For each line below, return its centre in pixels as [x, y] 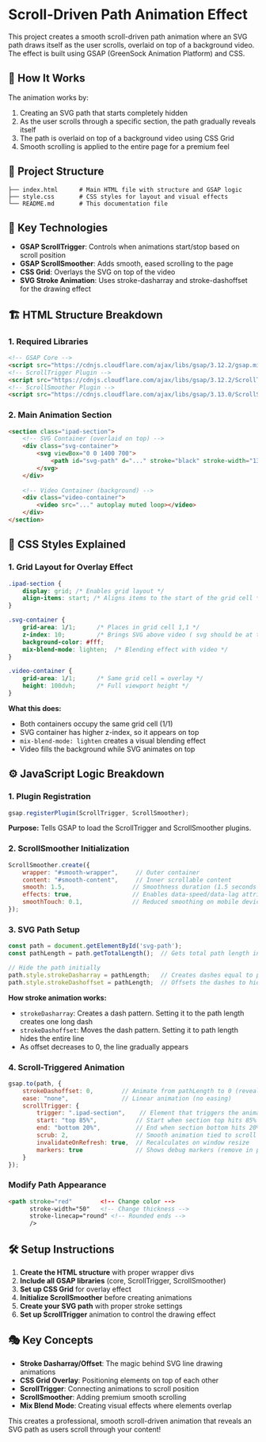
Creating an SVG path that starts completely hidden [104, 113]
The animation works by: [48, 98]
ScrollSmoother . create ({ [49, 865]
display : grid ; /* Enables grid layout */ [93, 591]
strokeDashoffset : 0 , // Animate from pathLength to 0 [127, 1091]
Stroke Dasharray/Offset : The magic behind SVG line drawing [121, 1363]
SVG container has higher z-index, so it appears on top [109, 732]
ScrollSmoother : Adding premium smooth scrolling [103, 1397]
